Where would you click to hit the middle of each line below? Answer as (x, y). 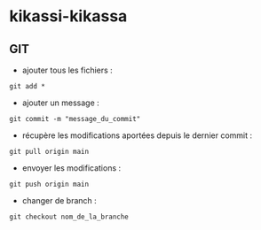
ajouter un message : (60, 103)
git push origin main (49, 184)
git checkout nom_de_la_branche (69, 217)
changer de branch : (59, 200)
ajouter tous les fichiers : (67, 70)
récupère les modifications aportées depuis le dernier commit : (137, 135)
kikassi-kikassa (68, 16)
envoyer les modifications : (71, 168)
